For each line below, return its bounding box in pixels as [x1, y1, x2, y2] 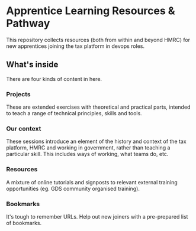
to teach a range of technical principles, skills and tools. [6, 110, 142, 117]
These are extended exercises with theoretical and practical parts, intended [6, 103, 191, 110]
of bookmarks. [6, 219, 42, 226]
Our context [6, 124, 41, 132]
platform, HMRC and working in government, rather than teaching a [6, 144, 171, 151]
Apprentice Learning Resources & [6, 4, 176, 18]
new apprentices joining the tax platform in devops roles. [6, 43, 145, 50]
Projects [6, 90, 31, 98]
